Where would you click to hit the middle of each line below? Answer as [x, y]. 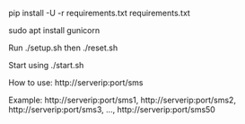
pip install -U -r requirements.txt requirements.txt [99, 13]
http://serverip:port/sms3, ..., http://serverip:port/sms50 [112, 110]
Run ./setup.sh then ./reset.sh [63, 48]
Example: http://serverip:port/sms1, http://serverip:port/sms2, [122, 100]
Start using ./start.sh [46, 65]
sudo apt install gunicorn [54, 30]
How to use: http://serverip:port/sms [76, 83]
